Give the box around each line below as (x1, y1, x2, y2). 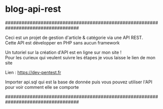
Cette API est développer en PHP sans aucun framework (5, 39, 120, 45)
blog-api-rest (5, 3, 62, 15)
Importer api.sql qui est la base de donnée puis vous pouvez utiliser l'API (5, 79, 153, 85)
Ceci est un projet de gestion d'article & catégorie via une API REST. (5, 35, 143, 40)
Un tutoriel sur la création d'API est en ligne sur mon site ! (5, 49, 122, 55)
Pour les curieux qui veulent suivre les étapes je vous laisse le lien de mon (5, 54, 156, 60)
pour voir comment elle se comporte (5, 84, 79, 90)
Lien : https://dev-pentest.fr (5, 69, 62, 75)
